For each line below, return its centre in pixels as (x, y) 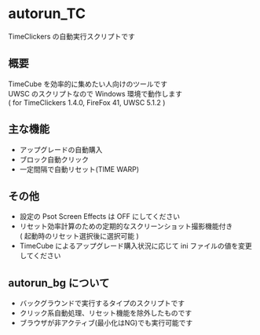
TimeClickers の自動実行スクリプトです (71, 36)
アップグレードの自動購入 (61, 149)
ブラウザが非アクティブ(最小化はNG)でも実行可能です (106, 323)
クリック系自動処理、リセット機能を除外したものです (106, 313)
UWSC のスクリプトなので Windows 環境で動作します (95, 93)
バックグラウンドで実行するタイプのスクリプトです (102, 304)
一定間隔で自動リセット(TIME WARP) (79, 169)
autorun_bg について (59, 283)
